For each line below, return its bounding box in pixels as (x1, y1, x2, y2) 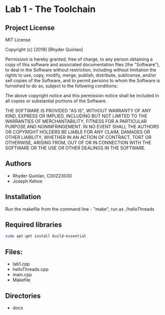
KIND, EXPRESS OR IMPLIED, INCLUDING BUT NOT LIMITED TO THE (5, 113, 147, 119)
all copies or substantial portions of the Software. (5, 98, 107, 104)
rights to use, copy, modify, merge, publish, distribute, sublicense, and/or (5, 72, 156, 78)
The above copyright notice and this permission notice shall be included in (5, 93, 159, 98)
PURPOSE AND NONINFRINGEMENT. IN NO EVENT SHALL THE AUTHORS (5, 124, 159, 129)
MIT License (5, 37, 31, 43)
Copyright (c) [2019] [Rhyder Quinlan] (5, 47, 83, 52)
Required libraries (5, 221, 62, 229)
